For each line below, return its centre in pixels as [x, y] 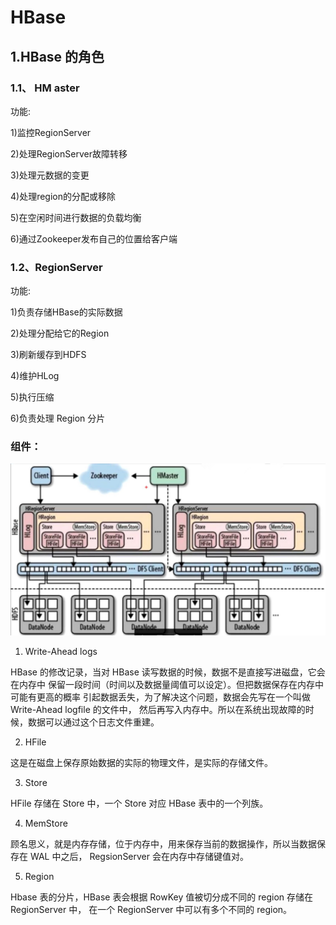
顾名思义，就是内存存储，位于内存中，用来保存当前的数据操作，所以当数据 [163, 844]
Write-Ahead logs [61, 652]
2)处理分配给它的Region [60, 333]
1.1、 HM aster [45, 88]
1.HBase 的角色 [57, 56]
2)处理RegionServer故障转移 [69, 153]
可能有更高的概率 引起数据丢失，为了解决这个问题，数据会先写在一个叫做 [160, 697]
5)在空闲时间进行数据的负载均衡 [76, 217]
